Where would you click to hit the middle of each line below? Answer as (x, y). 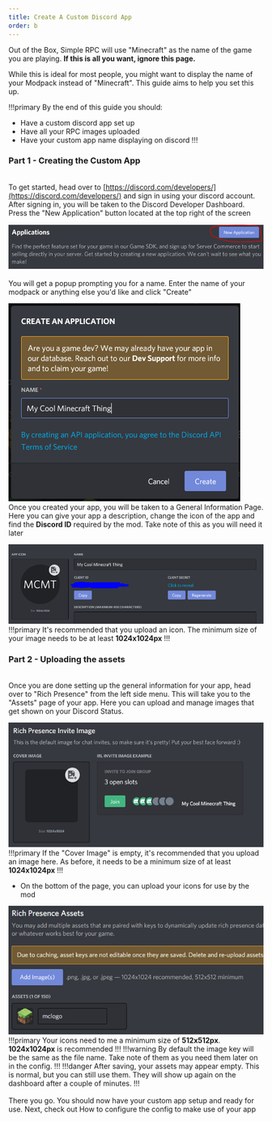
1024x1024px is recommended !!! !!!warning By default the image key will (131, 1048)
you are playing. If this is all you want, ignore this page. (102, 58)
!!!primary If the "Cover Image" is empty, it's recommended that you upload (134, 853)
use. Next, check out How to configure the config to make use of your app (132, 1109)
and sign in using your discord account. (189, 195)
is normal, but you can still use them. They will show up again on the (122, 1074)
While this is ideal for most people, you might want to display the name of (131, 74)
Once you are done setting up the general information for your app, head (130, 685)
